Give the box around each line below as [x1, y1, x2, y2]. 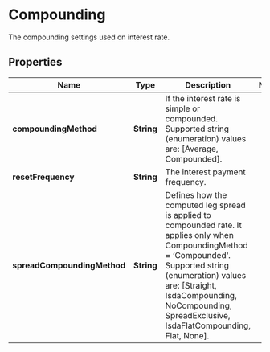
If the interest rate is [165, 92, 241, 104]
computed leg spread [165, 199, 247, 211]
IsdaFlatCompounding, [165, 320, 252, 331]
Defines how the [165, 189, 227, 200]
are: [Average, [165, 143, 219, 154]
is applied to [165, 209, 211, 220]
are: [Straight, [165, 280, 217, 291]
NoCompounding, [165, 300, 232, 311]
